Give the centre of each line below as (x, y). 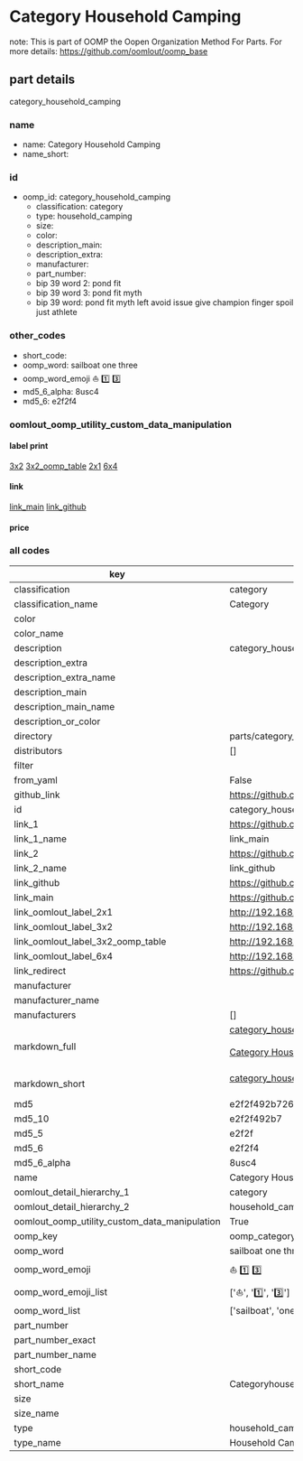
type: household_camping (84, 216)
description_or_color (57, 721)
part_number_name (55, 1354)
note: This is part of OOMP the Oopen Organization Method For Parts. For (146, 42)
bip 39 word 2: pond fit (78, 284)
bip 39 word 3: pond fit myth (89, 293)
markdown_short (50, 1084)
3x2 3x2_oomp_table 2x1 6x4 (64, 466)
